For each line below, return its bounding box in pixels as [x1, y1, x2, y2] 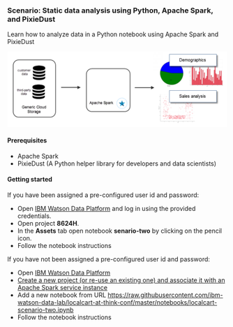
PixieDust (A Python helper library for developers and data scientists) [17, 159, 217, 168]
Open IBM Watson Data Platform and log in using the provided [17, 204, 196, 212]
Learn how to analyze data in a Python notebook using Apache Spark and [7, 30, 219, 38]
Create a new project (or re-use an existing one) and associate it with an [17, 275, 225, 284]
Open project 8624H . [17, 219, 80, 227]
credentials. [17, 212, 52, 220]
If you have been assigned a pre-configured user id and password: [7, 191, 200, 199]
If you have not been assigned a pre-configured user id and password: [7, 254, 211, 263]
